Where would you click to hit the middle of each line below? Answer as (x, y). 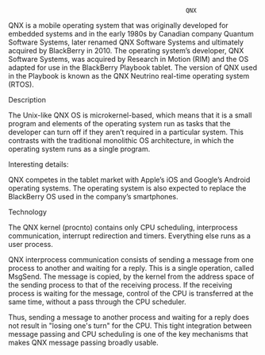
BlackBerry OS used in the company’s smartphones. (93, 197)
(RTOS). (21, 84)
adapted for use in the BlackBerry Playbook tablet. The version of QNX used (133, 68)
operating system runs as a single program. (79, 149)
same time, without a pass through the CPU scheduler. (97, 302)
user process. (31, 244)
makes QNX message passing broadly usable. (83, 342)
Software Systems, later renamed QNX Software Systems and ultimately (126, 42)
